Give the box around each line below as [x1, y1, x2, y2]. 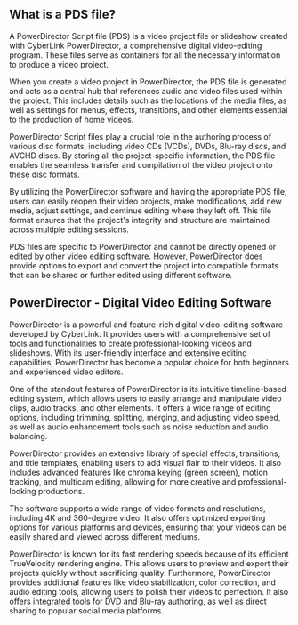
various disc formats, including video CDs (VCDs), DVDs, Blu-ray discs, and [9, 140, 286, 151]
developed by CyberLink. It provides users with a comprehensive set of [9, 328, 271, 339]
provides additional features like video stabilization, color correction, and [9, 577, 276, 588]
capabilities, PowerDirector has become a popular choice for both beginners [9, 357, 289, 367]
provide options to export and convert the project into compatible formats [9, 260, 279, 270]
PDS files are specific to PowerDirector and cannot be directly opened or [9, 241, 277, 252]
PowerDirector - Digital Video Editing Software [9, 295, 273, 310]
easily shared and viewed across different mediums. [9, 531, 201, 541]
